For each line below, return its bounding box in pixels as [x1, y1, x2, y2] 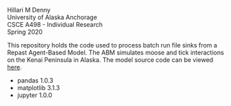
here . [7, 63, 22, 71]
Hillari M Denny [7, 6, 51, 14]
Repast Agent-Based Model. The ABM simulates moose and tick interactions [7, 48, 224, 56]
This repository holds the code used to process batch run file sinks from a [7, 41, 217, 49]
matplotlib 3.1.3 [17, 84, 60, 92]
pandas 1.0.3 [17, 76, 54, 85]
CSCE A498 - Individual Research [7, 21, 103, 28]
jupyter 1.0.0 [17, 91, 53, 99]
